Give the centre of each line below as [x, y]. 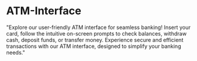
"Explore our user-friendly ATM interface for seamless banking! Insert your [99, 27]
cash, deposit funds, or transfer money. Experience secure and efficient [95, 40]
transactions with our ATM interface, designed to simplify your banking [94, 46]
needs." [16, 52]
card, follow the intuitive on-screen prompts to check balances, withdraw [96, 33]
